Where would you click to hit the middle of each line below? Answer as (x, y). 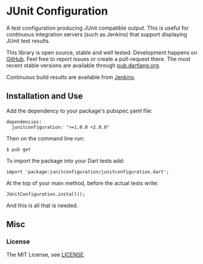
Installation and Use (45, 96)
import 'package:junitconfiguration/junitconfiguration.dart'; (88, 172)
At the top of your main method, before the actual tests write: (82, 183)
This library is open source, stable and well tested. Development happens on (102, 52)
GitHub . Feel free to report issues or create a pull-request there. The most (98, 59)
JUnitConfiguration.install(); (46, 194)
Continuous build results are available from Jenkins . (71, 77)
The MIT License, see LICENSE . (46, 255)
